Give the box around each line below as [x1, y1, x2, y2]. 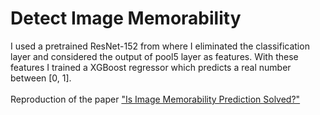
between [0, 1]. [10, 72, 72, 84]
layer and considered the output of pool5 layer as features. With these [10, 50, 299, 62]
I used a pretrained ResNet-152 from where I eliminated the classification [10, 40, 310, 52]
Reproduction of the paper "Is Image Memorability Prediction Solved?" [10, 93, 301, 105]
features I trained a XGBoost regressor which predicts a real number [10, 61, 292, 73]
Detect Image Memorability [10, 7, 242, 30]
